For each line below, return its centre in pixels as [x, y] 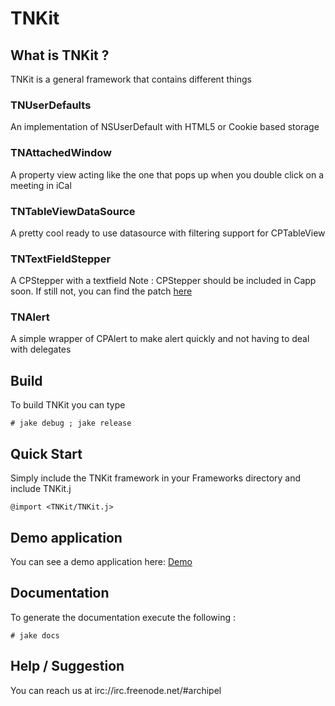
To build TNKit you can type [68, 405]
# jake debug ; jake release [71, 423]
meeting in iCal [41, 185]
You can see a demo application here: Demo [101, 561]
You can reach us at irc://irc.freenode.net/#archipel [116, 690]
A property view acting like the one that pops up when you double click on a [167, 174]
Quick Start [46, 453]
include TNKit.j [41, 489]
